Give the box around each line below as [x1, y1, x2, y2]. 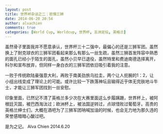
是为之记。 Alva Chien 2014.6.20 [5, 124, 70, 129]
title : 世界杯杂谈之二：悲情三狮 [5, 12, 64, 17]
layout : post [5, 7, 32, 12]
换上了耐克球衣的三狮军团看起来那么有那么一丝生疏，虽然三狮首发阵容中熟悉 [5, 50, 158, 56]
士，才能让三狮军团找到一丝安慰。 [5, 85, 73, 90]
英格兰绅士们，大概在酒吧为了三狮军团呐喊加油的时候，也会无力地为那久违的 [5, 107, 158, 113]
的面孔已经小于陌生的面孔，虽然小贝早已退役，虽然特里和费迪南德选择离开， [5, 56, 158, 61]
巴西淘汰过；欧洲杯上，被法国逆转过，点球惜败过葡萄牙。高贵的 [30, 101, 158, 107]
